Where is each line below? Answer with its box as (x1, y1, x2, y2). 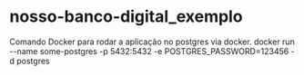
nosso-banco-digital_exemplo (9, 6, 243, 27)
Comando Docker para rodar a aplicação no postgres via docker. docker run (9, 36, 296, 47)
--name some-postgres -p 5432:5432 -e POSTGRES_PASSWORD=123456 (9, 45, 289, 56)
